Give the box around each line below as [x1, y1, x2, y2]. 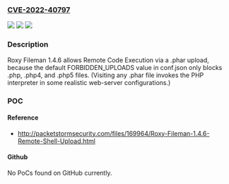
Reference [7, 113, 39, 122]
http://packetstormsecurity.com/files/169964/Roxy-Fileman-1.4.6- [17, 129, 210, 137]
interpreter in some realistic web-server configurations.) [7, 78, 171, 86]
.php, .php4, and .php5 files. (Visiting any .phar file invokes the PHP [7, 71, 204, 79]
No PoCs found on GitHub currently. [7, 168, 112, 177]
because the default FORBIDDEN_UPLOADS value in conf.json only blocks [7, 63, 223, 71]
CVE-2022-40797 [7, 5, 71, 15]
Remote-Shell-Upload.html [17, 137, 96, 145]
